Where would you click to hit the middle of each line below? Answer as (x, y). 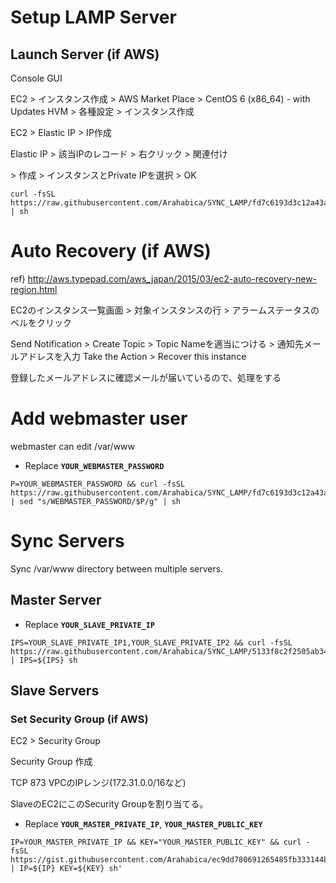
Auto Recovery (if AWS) (111, 251)
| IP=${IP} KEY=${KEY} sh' (66, 869)
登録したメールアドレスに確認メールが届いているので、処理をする (146, 377)
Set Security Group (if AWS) (79, 719)
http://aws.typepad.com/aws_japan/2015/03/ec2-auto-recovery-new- (172, 278)
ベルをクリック (41, 322)
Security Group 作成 (51, 762)
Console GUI (36, 78)
